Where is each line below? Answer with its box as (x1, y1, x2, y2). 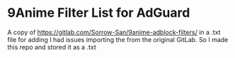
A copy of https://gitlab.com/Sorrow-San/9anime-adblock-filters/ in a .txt (7, 28, 221, 36)
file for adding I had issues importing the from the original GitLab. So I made (7, 35, 229, 43)
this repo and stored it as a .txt (7, 43, 97, 51)
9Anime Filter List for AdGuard (7, 5, 190, 21)
